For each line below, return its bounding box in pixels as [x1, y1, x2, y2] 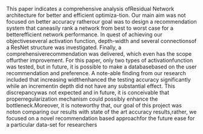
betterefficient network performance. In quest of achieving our [6, 31, 162, 38]
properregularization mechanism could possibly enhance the [6, 95, 158, 102]
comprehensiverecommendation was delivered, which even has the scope [6, 50, 192, 57]
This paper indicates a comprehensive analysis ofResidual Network [6, 5, 175, 12]
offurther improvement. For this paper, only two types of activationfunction [6, 57, 193, 64]
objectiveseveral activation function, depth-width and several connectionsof [6, 38, 197, 44]
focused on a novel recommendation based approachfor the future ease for [6, 115, 195, 122]
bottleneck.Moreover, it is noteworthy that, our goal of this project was [6, 102, 182, 109]
